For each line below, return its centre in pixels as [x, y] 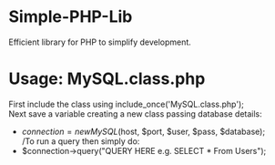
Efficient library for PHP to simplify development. [100, 42]
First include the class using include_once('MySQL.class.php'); [127, 104]
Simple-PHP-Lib [71, 17]
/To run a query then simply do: [81, 141]
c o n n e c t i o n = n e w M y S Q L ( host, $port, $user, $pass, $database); [143, 131]
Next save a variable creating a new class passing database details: [136, 113]
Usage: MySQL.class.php [107, 79]
